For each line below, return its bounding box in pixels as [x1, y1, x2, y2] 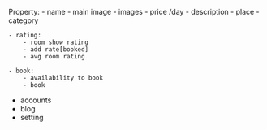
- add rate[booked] [23, 45, 89, 54]
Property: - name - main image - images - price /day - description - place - [8, 7, 260, 16]
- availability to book [23, 74, 104, 82]
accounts [19, 95, 52, 105]
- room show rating [23, 38, 89, 46]
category [8, 15, 39, 25]
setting [19, 113, 44, 122]
